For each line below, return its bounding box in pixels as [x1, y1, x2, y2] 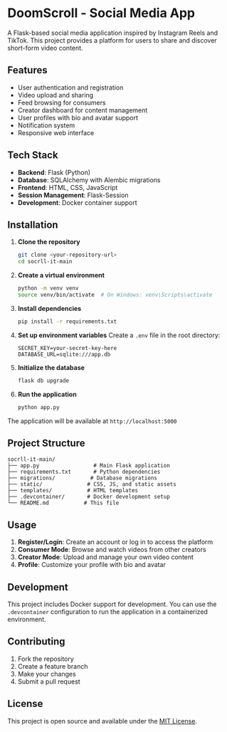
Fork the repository [17, 654, 75, 663]
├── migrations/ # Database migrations [7, 474, 158, 482]
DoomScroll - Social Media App [7, 5, 196, 21]
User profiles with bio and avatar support [17, 113, 139, 122]
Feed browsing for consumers [17, 98, 106, 107]
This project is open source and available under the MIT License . [7, 716, 198, 725]
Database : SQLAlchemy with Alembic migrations [17, 176, 161, 184]
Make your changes [17, 669, 76, 678]
